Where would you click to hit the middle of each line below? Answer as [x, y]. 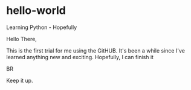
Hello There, [22, 39]
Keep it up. [20, 80]
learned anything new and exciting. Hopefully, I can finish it [80, 57]
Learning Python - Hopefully [42, 27]
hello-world [36, 11]
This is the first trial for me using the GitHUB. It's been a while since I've [96, 50]
